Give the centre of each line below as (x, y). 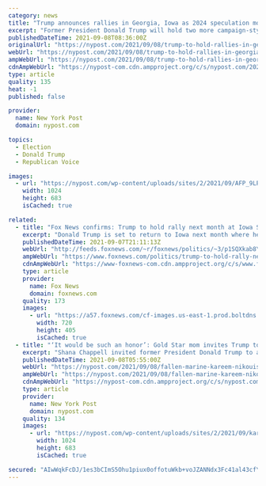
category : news (33, 15)
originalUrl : (30, 45)
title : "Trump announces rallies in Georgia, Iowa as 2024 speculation (129, 23)
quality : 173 (44, 301)
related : (23, 220)
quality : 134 (44, 419)
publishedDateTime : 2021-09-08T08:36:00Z (78, 38)
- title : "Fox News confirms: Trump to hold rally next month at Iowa (134, 227)
